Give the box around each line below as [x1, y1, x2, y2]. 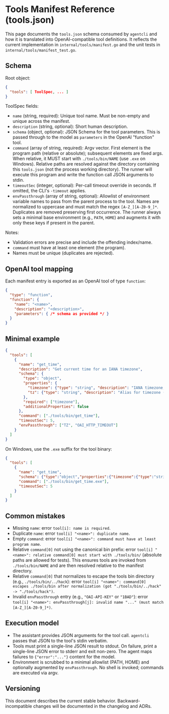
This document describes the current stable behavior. [5, 697, 117, 703]
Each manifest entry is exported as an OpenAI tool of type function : [5, 278, 146, 284]
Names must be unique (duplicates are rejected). [12, 250, 114, 256]
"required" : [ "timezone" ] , [23, 399, 80, 404]
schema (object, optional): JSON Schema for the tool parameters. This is [12, 129, 160, 135]
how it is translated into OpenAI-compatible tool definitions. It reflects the [5, 36, 157, 42]
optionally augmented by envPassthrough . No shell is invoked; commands [12, 664, 164, 670]
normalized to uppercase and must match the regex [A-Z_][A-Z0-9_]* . [12, 204, 158, 210]
